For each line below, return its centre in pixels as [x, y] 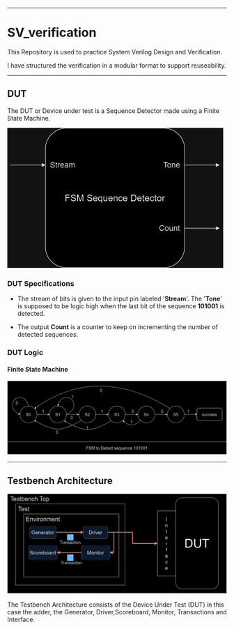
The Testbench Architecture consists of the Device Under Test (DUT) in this [116, 605]
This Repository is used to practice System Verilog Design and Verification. [115, 52]
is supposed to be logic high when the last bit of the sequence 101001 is [121, 306]
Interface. [21, 620]
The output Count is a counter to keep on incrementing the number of [117, 327]
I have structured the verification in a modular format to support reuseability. [117, 65]
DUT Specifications [41, 283]
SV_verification [52, 33]
